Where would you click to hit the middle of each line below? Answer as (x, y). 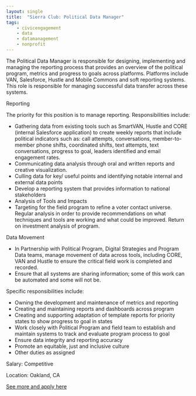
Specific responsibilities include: (45, 291)
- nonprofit (31, 45)
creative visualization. (41, 170)
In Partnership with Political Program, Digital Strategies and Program (97, 248)
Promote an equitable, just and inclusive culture (72, 346)
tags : (13, 22)
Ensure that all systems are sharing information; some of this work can (99, 273)
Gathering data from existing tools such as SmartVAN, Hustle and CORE (101, 126)
